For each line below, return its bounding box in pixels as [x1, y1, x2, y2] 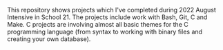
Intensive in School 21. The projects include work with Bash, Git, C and [7, 13, 208, 21]
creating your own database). [7, 35, 91, 43]
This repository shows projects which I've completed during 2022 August [7, 6, 216, 14]
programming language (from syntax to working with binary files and [7, 27, 202, 36]
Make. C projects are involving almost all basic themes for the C [7, 21, 188, 28]
